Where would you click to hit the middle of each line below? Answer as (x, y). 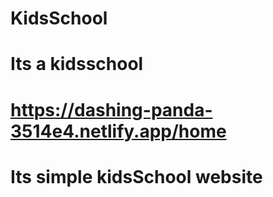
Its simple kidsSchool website (136, 176)
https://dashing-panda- (111, 109)
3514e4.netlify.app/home (118, 131)
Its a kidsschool (77, 64)
